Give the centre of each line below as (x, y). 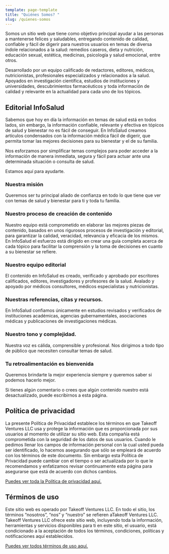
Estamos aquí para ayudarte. (35, 172)
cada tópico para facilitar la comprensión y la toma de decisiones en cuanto (84, 246)
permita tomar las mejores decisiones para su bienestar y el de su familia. (82, 141)
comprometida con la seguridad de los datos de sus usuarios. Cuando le (80, 439)
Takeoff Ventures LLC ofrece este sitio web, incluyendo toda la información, (84, 520)
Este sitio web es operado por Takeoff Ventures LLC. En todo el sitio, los (80, 509)
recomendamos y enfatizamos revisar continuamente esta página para (79, 466)
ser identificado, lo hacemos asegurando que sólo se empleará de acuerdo (83, 450)
